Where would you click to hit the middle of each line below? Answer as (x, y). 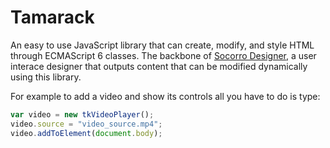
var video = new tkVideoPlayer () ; (82, 114)
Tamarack (52, 17)
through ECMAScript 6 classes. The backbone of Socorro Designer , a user (163, 55)
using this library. (46, 77)
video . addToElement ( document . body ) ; (86, 133)
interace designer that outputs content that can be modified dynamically (159, 66)
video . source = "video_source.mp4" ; (86, 124)
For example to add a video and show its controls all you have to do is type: (165, 96)
